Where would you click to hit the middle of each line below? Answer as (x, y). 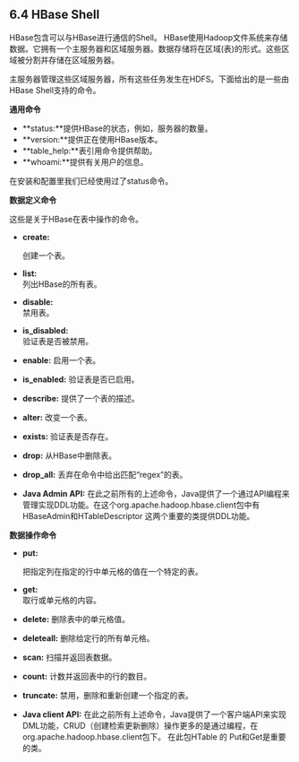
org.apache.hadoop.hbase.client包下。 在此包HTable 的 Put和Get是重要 (154, 736)
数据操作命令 (33, 535)
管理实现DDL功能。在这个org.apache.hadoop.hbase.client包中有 (141, 505)
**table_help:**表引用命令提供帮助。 (90, 151)
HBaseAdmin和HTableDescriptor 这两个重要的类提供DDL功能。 (138, 515)
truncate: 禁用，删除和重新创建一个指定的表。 (108, 695)
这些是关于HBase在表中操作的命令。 (76, 219)
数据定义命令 (33, 200)
